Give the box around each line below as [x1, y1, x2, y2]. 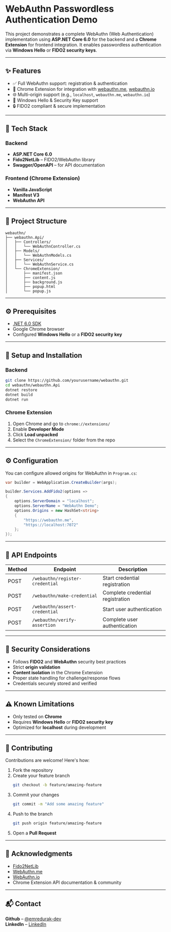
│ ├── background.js [5, 279, 63, 285]
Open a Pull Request [12, 830, 57, 836]
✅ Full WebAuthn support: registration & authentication [12, 80, 128, 86]
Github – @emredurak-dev [5, 916, 62, 922]
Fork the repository [12, 767, 53, 773]
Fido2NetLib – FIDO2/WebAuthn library [12, 157, 96, 163]
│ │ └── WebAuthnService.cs [5, 261, 74, 267]
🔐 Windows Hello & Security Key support [12, 97, 98, 103]
